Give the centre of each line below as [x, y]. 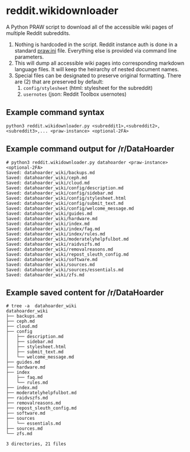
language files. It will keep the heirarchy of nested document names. [97, 69]
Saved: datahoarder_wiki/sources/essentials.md [65, 270]
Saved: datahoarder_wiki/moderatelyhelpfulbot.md [68, 239]
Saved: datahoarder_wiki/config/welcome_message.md [70, 208]
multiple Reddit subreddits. [38, 33]
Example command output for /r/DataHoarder [90, 149]
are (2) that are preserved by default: [59, 81]
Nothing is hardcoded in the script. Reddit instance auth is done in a [96, 44]
